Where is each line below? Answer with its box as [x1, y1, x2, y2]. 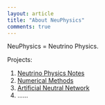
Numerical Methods [17, 76, 74, 85]
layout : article [7, 10, 54, 17]
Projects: [7, 56, 32, 64]
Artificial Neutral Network [17, 84, 90, 92]
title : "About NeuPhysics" [7, 17, 85, 24]
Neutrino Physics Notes [17, 69, 85, 77]
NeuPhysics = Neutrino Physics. [7, 42, 99, 51]
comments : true [7, 23, 51, 30]
